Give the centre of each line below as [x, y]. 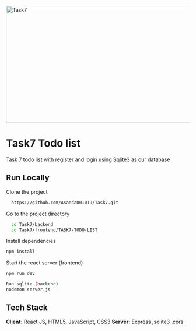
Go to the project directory [38, 214]
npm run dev [20, 274]
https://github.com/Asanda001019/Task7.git [65, 203]
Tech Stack [27, 308]
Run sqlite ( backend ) [32, 284]
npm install [20, 252]
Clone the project [27, 191]
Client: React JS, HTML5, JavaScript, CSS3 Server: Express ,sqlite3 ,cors [95, 322]
